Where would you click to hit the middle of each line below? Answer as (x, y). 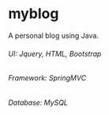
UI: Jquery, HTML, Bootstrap (55, 54)
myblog (34, 14)
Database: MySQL (38, 102)
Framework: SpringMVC (47, 78)
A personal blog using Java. (53, 35)
